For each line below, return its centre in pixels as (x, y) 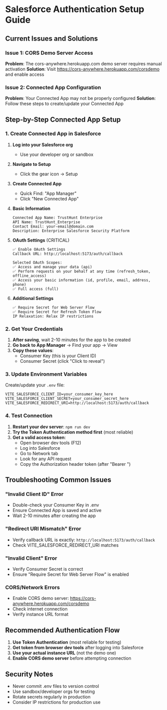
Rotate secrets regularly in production (51, 696)
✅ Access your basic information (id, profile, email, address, (81, 280)
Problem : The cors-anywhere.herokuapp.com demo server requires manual (83, 63)
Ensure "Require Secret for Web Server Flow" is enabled (71, 574)
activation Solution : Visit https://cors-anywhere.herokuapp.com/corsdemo (82, 69)
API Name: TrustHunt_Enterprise (46, 222)
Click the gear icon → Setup (49, 174)
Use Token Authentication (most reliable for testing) (67, 642)
